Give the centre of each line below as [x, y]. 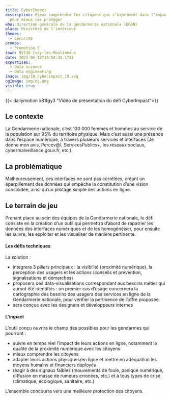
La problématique [34, 166]
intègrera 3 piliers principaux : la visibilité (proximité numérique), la [82, 267]
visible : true [20, 86]
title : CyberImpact [26, 10]
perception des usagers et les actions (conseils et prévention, [77, 272]
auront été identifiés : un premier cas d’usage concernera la [75, 289]
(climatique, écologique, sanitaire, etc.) [53, 381]
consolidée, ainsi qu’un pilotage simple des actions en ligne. [68, 190]
